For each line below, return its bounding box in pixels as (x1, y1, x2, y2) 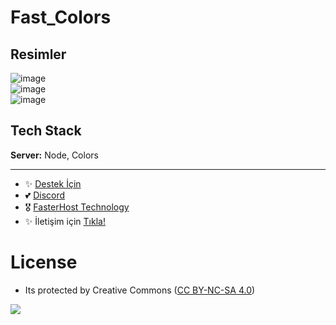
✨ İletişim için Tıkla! (24, 215, 106, 227)
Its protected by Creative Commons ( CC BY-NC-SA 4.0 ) (24, 284, 256, 296)
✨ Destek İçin (24, 177, 82, 190)
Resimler (10, 46, 67, 63)
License (10, 251, 78, 273)
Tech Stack (10, 122, 82, 140)
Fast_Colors (10, 6, 112, 29)
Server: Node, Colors (10, 149, 99, 161)
